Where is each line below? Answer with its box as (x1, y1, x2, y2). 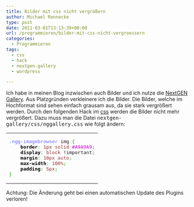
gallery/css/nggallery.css (6, 121, 84, 127)
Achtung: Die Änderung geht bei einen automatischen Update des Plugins (6, 189, 184, 196)
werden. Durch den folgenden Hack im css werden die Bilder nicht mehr (6, 108, 180, 115)
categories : (6, 36, 35, 42)
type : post (6, 19, 33, 25)
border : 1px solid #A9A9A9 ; (20, 144, 95, 150)
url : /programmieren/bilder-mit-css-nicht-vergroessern (6, 30, 145, 36)
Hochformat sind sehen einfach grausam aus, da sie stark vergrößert (6, 102, 172, 109)
